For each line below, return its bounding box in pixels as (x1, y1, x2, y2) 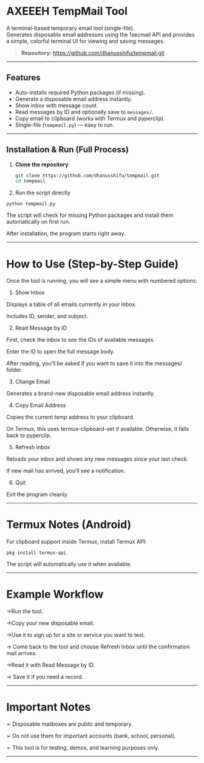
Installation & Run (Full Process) (6, 144, 129, 155)
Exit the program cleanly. (6, 491, 69, 498)
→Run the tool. (6, 608, 44, 615)
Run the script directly (15, 189, 71, 196)
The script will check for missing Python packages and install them (6, 211, 174, 219)
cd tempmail (15, 178, 46, 184)
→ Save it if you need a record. (6, 673, 84, 681)
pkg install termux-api (6, 550, 67, 556)
